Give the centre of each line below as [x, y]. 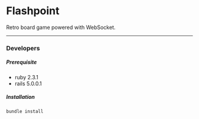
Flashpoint [33, 11]
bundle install [25, 111]
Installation [20, 97]
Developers [23, 48]
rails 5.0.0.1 [28, 83]
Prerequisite [22, 62]
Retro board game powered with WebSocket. [61, 27]
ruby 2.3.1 [26, 77]
